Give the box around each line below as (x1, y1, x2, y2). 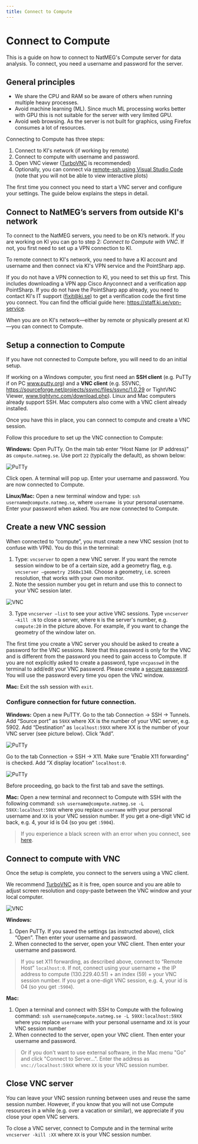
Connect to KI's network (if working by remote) (14, 147, 130, 154)
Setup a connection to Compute (6, 340, 126, 350)
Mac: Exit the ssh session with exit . (6, 683, 94, 690)
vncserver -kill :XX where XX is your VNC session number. (6, 1130, 152, 1138)
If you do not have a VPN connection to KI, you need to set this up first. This (6, 274, 190, 281)
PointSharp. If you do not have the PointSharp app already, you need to (6, 286, 179, 293)
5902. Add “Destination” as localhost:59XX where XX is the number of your (6, 724, 190, 731)
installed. (6, 405, 28, 411)
